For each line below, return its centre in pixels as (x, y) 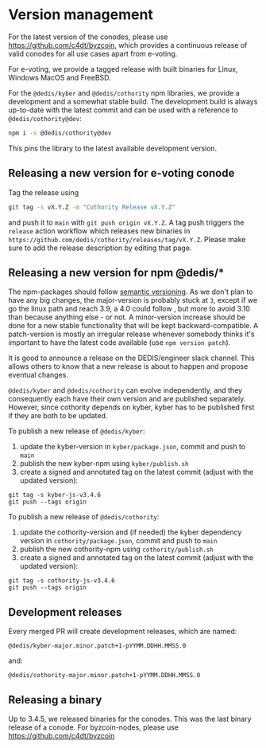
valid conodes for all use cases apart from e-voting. (93, 53)
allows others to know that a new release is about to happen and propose (128, 366)
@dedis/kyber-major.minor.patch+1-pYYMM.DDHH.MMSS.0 (97, 646)
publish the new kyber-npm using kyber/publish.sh (104, 464)
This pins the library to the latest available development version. (113, 148)
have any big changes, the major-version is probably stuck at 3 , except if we (133, 300)
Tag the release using (44, 192)
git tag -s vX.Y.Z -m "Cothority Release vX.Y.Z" (92, 207)
